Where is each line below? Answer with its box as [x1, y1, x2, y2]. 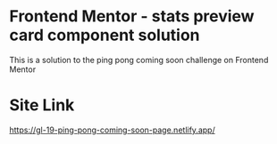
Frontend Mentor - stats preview [9, 6, 255, 27]
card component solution [9, 25, 200, 45]
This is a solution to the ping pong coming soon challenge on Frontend [9, 54, 269, 65]
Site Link [9, 95, 75, 116]
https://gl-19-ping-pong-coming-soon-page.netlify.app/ [9, 124, 216, 135]
